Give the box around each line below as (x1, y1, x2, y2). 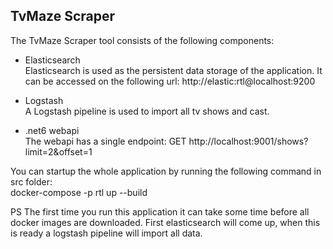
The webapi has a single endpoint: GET (24, 135, 187, 147)
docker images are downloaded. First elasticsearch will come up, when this (10, 216, 321, 228)
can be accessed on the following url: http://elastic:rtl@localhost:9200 (24, 75, 316, 87)
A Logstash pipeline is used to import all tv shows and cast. (24, 105, 270, 117)
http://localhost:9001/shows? (188, 135, 309, 147)
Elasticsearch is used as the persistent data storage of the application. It (24, 64, 323, 76)
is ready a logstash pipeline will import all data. (10, 227, 203, 239)
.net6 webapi (24, 124, 80, 136)
